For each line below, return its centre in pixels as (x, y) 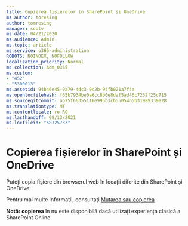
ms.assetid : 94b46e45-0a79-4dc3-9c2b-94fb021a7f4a (70, 90)
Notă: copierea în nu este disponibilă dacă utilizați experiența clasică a (93, 211)
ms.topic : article (29, 45)
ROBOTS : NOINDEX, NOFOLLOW (40, 56)
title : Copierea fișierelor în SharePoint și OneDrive (76, 12)
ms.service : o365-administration (48, 51)
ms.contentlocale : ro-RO (37, 112)
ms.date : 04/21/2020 (32, 34)
